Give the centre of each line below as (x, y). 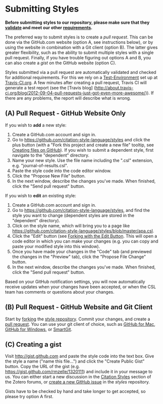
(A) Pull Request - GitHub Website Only (65, 114)
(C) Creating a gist (33, 344)
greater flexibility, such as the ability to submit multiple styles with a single (80, 53)
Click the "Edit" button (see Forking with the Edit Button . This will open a (84, 236)
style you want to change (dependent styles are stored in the (73, 215)
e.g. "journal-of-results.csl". (40, 165)
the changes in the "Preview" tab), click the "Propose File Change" (79, 257)
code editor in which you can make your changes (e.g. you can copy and (85, 241)
